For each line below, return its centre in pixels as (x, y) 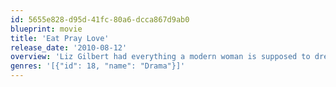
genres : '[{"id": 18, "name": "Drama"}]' (98, 66)
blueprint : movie (46, 29)
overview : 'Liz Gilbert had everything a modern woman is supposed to (160, 57)
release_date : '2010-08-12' (69, 47)
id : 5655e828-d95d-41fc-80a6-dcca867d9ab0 (100, 19)
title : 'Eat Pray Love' (60, 38)
